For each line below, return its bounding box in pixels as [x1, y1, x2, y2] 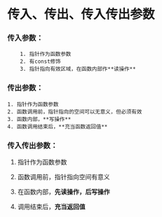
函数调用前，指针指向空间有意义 [17, 173, 110, 181]
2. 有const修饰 [20, 58, 61, 65]
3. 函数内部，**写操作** [7, 115, 72, 122]
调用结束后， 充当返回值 [17, 202, 86, 211]
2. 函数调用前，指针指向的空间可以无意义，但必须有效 [7, 108, 142, 115]
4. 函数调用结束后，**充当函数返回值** [7, 123, 108, 130]
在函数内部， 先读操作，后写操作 [17, 188, 110, 196]
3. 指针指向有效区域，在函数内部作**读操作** [20, 66, 136, 73]
